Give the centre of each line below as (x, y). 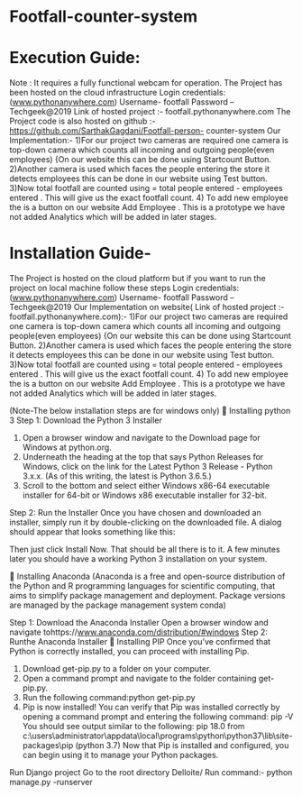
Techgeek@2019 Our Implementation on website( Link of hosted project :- (147, 307)
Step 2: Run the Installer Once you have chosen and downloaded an (135, 513)
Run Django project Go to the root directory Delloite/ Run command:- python (151, 773)
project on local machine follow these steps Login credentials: (124, 288)
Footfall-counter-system (104, 17)
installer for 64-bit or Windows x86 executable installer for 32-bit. (145, 495)
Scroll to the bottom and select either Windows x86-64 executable (146, 486)
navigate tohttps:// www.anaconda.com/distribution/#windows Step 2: (139, 632)
